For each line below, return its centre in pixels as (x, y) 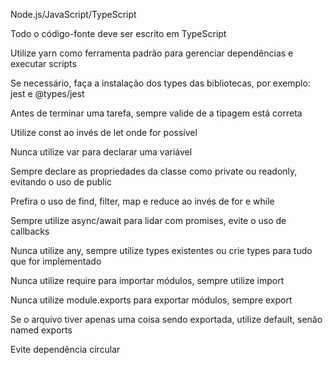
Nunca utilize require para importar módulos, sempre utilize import (147, 280)
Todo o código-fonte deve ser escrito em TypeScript (118, 33)
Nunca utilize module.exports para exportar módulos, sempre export (151, 300)
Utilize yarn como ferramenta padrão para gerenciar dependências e (152, 53)
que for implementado (56, 261)
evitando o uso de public (61, 182)
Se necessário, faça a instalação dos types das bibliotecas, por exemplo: (160, 83)
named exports (41, 330)
